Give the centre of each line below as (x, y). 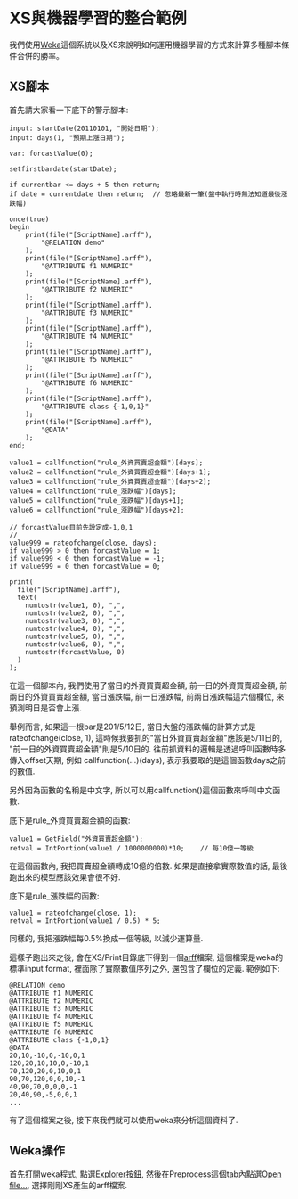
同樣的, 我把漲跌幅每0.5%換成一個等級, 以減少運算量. (106, 938)
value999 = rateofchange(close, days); (83, 543)
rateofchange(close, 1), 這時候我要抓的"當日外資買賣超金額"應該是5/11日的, (146, 737)
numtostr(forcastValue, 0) (75, 652)
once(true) (29, 219)
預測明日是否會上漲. (46, 707)
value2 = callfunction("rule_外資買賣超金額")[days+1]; (110, 472)
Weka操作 (37, 1151)
